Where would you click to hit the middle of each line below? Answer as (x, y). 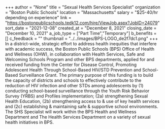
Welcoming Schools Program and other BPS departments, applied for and (80, 59)
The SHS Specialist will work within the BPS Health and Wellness (71, 112)
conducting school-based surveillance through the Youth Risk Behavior (77, 91)
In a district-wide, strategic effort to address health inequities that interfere (81, 44)
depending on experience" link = (38, 17)
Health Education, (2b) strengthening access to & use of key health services (82, 101)
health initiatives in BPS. (30, 122)
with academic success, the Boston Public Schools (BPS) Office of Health (80, 49)
